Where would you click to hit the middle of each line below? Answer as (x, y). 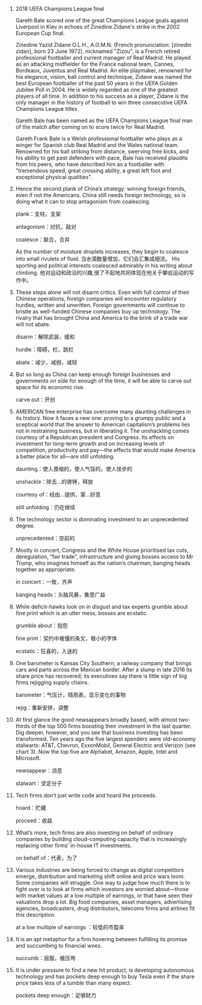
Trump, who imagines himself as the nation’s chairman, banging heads (103, 563)
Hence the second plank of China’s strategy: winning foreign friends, (100, 189)
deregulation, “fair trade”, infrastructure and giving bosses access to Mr (104, 556)
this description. (35, 915)
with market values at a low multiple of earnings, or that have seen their (104, 895)
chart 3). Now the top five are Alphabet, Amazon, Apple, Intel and (96, 752)
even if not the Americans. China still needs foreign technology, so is (100, 195)
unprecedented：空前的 (45, 538)
